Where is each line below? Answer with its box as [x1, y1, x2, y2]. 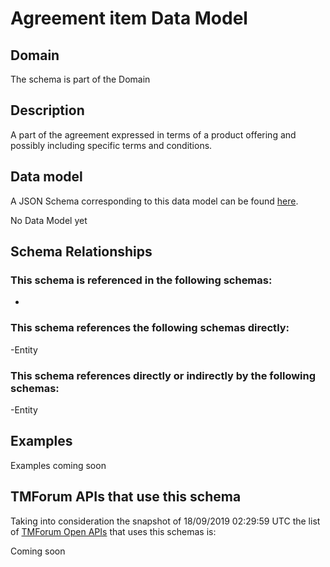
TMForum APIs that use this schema [10, 488, 242, 506]
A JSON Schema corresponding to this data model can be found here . [10, 195, 299, 207]
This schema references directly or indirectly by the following [10, 368, 317, 382]
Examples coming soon [10, 459, 107, 471]
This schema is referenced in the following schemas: [10, 273, 273, 287]
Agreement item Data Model [10, 7, 248, 30]
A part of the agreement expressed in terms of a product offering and [10, 128, 297, 141]
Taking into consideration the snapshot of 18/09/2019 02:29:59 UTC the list [10, 515, 321, 527]
